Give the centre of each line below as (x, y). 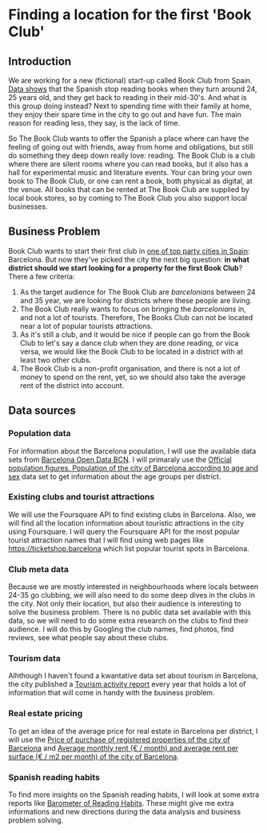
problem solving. (36, 820)
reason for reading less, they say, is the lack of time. (94, 123)
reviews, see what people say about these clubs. (89, 638)
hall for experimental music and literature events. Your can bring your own (130, 172)
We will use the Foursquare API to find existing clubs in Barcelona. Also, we (132, 515)
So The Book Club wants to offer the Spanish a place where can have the (129, 138)
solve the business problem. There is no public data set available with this (130, 612)
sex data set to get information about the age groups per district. (115, 476)
